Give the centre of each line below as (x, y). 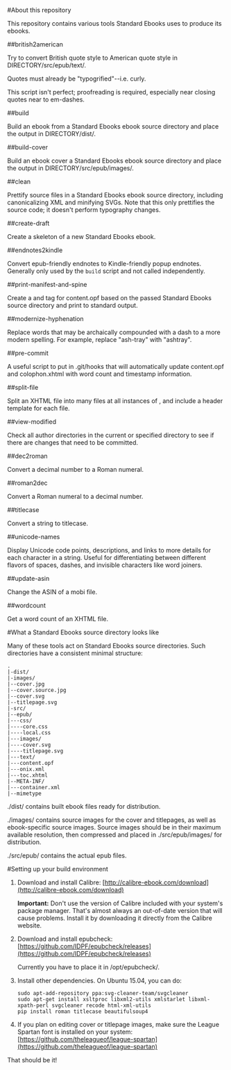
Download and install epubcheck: (65, 939)
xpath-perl (33, 1005)
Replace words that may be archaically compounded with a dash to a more (114, 332)
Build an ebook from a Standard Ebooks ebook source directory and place (113, 126)
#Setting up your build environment (58, 869)
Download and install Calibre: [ (61, 882)
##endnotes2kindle (35, 250)
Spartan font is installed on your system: (75, 1032)
